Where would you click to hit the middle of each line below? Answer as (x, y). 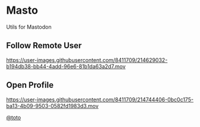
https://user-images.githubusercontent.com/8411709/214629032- (87, 60)
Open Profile (30, 85)
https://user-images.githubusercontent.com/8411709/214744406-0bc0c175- (100, 100)
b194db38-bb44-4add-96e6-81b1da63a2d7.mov (66, 66)
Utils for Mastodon (29, 27)
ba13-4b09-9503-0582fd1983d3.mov (52, 106)
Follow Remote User (44, 46)
